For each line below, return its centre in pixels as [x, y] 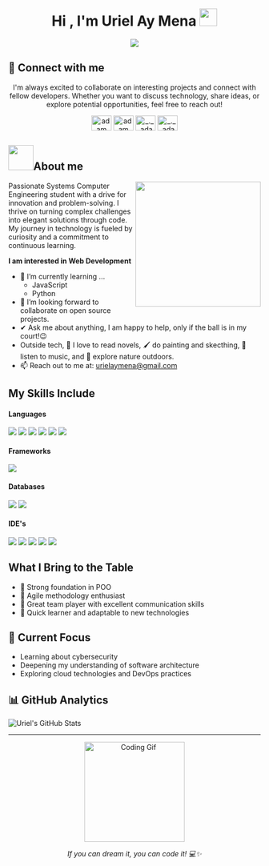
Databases [27, 486]
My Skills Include [52, 393]
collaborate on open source [65, 310]
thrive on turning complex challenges [70, 211]
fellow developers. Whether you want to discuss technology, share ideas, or [134, 95]
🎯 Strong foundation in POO [66, 587]
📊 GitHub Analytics [58, 700]
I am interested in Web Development [70, 261]
